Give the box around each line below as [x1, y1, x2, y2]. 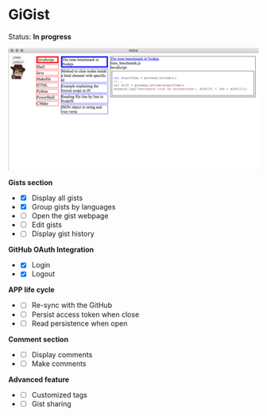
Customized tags [31, 390, 87, 399]
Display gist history [31, 229, 95, 239]
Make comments [31, 359, 87, 368]
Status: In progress [8, 32, 72, 41]
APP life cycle [8, 285, 55, 295]
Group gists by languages [31, 202, 116, 212]
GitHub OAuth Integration [8, 245, 95, 255]
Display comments [31, 349, 93, 359]
